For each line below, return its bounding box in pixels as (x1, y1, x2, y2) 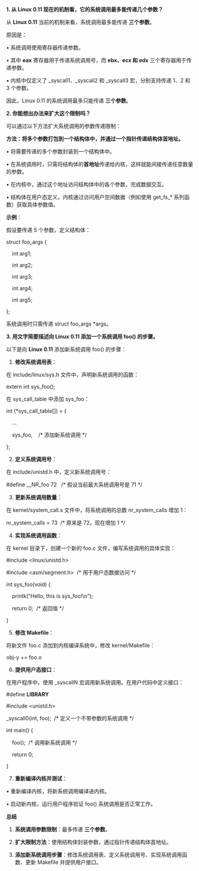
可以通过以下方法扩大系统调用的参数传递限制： (6, 123, 121, 129)
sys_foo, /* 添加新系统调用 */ (11, 431, 88, 438)
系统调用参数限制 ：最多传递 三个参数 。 (14, 826, 111, 833)
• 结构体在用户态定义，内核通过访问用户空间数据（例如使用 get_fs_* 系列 (6, 194, 185, 200)
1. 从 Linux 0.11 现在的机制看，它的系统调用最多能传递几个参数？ (6, 6, 164, 13)
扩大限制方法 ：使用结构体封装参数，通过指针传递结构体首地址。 (14, 839, 172, 845)
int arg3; (11, 273, 33, 280)
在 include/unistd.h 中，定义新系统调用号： (6, 468, 111, 475)
